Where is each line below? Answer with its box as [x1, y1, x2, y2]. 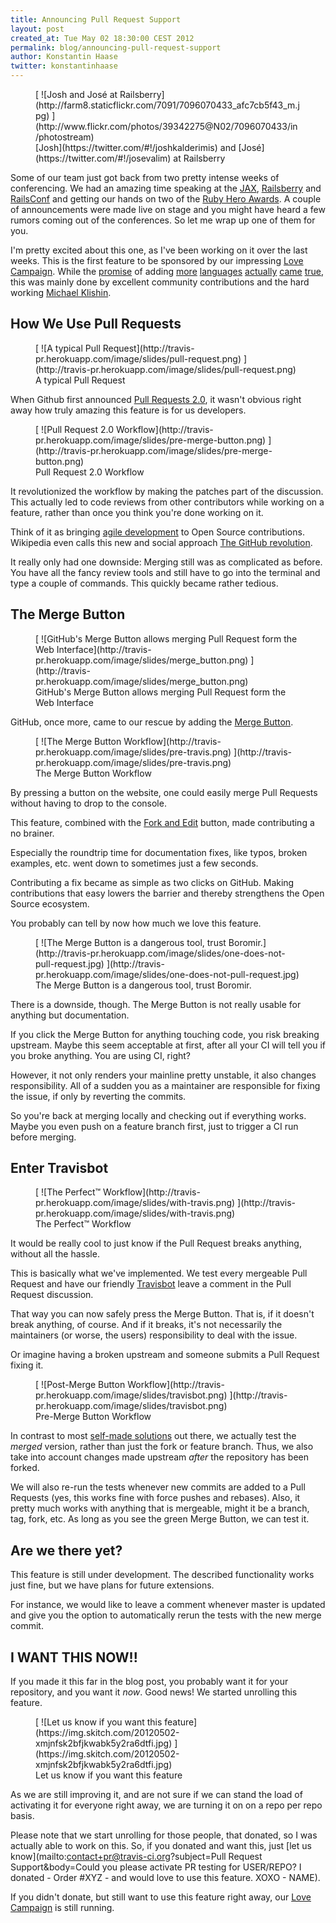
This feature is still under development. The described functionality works [10, 1569, 315, 1581]
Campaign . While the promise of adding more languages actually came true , [10, 266, 324, 277]
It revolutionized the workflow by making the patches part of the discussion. [10, 485, 324, 497]
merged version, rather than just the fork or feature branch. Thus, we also [10, 1441, 314, 1453]
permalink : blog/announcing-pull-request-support [10, 42, 222, 53]
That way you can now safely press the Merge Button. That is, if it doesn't [10, 1308, 315, 1320]
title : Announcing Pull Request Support [10, 14, 182, 25]
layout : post [10, 24, 65, 34]
